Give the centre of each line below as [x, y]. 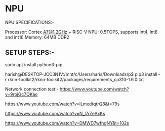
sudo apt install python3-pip [34, 64]
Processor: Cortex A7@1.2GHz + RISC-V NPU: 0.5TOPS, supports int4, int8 [82, 32]
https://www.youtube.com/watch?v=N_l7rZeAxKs [55, 113]
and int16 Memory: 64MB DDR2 [37, 37]
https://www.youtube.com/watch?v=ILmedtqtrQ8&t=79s [62, 104]
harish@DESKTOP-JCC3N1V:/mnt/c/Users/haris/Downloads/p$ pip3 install [81, 74]
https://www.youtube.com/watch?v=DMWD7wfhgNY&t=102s [67, 123]
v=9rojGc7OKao [21, 94]
